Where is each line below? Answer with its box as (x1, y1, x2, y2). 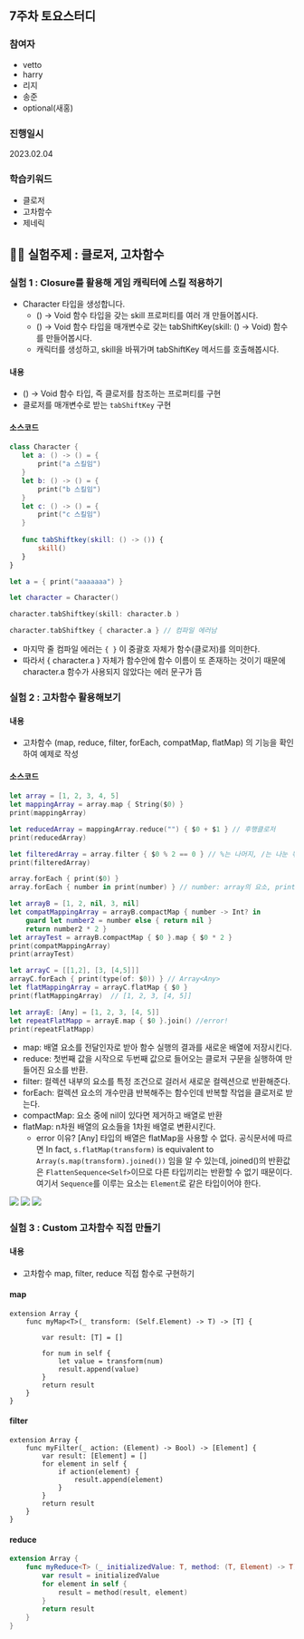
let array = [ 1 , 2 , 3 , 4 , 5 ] (9, 791, 119, 800)
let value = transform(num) (57, 1356, 165, 1366)
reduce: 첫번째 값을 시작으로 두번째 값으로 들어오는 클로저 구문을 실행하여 (22, 1053, 283, 1064)
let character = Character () (9, 593, 119, 603)
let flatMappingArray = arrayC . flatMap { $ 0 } (9, 983, 188, 993)
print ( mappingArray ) (9, 809, 88, 818)
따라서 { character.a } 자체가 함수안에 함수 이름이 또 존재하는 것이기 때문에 (22, 655, 287, 665)
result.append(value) (57, 1364, 140, 1373)
